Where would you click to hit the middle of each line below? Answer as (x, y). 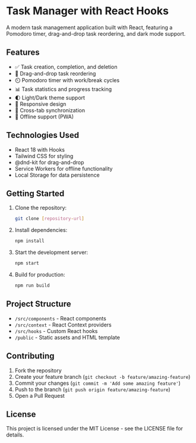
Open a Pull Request (40, 395)
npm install (29, 241)
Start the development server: (51, 252)
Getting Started (35, 194)
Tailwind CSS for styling (44, 156)
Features (23, 53)
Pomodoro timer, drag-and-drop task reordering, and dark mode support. (96, 33)
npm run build (32, 285)
